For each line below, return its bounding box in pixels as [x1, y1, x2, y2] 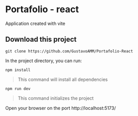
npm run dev [5, 86, 31, 91]
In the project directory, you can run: [5, 57, 82, 64]
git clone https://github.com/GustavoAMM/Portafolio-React [5, 48, 133, 54]
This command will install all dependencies [17, 76, 108, 82]
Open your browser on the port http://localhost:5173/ [5, 105, 116, 111]
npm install [5, 67, 31, 72]
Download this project [5, 35, 77, 44]
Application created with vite [5, 20, 65, 26]
